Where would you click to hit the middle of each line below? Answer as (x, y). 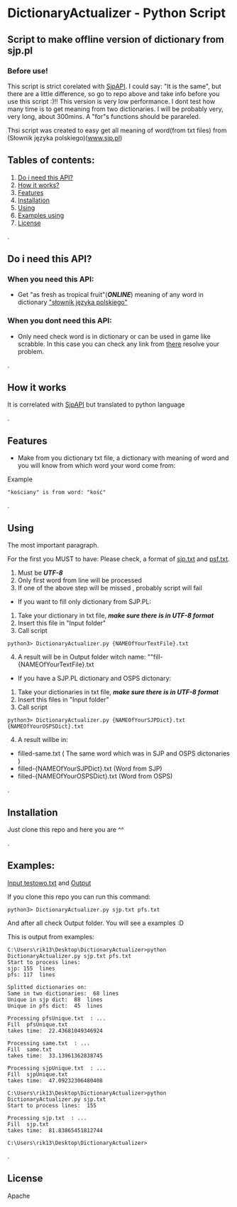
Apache (19, 1196)
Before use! (28, 70)
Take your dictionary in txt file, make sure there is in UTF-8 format (116, 616)
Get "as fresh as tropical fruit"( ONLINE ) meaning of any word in (110, 295)
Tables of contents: (51, 161)
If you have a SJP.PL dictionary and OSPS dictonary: (94, 679)
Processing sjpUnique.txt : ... (57, 1068)
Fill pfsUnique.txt (38, 1024)
